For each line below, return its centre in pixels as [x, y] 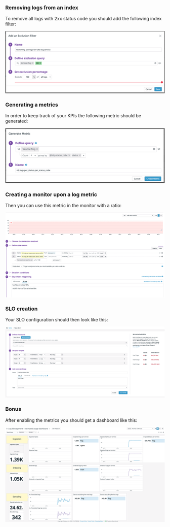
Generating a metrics [32, 105]
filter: [11, 24]
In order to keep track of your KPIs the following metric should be [73, 115]
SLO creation [22, 309]
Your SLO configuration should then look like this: [57, 320]
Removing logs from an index [42, 8]
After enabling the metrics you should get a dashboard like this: [71, 420]
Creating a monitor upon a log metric [51, 194]
